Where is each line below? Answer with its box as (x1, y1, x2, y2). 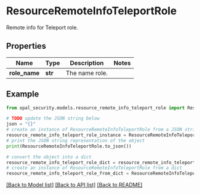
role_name (9, 68, 40, 77)
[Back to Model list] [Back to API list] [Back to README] (6, 182, 143, 189)
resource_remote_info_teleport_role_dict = (6, 159, 116, 165)
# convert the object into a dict (6, 154, 92, 160)
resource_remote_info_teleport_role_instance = (6, 132, 127, 138)
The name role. (65, 68, 108, 77)
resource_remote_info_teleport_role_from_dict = (6, 171, 129, 177)
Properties (6, 41, 46, 51)
